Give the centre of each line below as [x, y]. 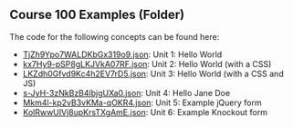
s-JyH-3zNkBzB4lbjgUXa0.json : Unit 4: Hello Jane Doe [126, 93]
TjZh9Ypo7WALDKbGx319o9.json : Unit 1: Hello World [122, 54]
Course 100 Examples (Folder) [97, 15]
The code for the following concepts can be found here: [115, 36]
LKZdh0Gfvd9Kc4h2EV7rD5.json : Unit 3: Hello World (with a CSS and [153, 73]
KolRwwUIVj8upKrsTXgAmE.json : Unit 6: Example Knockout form [145, 112]
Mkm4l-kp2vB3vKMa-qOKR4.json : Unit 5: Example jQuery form [142, 103]
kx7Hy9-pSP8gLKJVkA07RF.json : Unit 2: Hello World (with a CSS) [147, 63]
